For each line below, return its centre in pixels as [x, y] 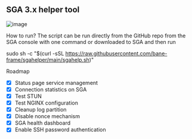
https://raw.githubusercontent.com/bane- [116, 53]
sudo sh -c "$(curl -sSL [35, 53]
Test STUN [28, 96]
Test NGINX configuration [47, 103]
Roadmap [18, 71]
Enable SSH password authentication [60, 129]
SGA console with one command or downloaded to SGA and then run [91, 42]
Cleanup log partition [41, 110]
